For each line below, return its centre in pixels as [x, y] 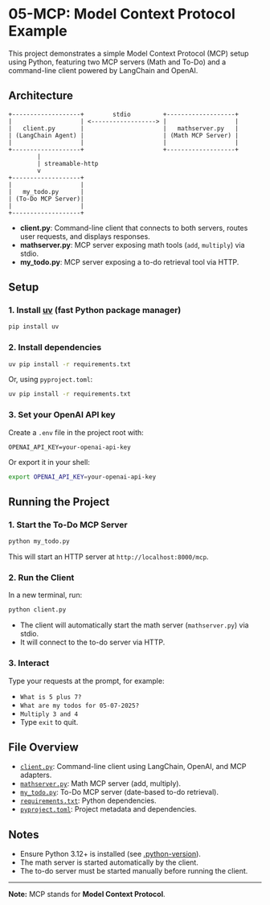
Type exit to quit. [49, 722]
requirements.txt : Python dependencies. [88, 800]
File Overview [43, 747]
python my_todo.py [39, 541]
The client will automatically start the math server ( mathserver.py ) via [134, 625]
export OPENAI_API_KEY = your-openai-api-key [82, 477]
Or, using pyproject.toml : [51, 380]
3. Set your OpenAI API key [62, 415]
